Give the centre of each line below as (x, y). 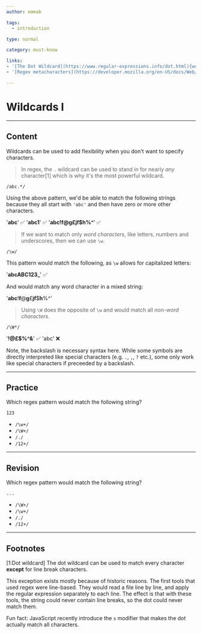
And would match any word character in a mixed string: (75, 286)
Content (22, 137)
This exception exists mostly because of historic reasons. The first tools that (101, 580)
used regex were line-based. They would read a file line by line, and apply (98, 587)
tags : (13, 23)
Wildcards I (35, 107)
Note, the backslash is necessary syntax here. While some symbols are (94, 350)
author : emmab (24, 12)
